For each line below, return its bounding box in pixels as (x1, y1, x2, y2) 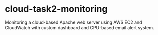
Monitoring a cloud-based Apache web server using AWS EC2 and (5, 19, 142, 25)
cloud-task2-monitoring (5, 3, 108, 15)
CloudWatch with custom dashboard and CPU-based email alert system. (5, 24, 154, 30)
